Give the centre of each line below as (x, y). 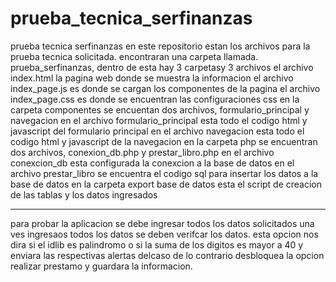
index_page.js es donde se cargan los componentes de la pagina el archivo (165, 88)
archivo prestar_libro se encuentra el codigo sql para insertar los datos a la (164, 173)
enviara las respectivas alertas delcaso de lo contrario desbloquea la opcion (167, 255)
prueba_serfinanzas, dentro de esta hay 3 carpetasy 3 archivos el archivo (162, 67)
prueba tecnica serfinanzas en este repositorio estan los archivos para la (160, 46)
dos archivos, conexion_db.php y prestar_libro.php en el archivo (142, 152)
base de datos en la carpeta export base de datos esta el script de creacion (166, 184)
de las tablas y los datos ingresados (84, 194)
